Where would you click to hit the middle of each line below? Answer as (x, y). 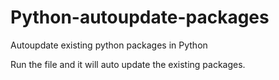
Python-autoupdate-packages (140, 17)
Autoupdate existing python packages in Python (109, 45)
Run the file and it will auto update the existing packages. (128, 64)
